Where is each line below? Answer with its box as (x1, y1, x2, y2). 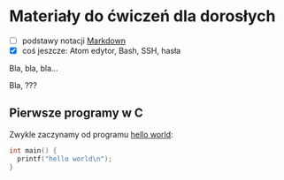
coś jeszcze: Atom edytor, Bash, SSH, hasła (21, 46, 181, 56)
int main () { (9, 146, 58, 155)
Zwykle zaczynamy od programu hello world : (9, 129, 174, 139)
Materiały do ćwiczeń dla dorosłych (9, 6, 276, 26)
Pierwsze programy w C (9, 106, 143, 121)
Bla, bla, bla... (9, 64, 59, 74)
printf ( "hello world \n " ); (17, 154, 113, 163)
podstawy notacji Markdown (21, 35, 127, 46)
